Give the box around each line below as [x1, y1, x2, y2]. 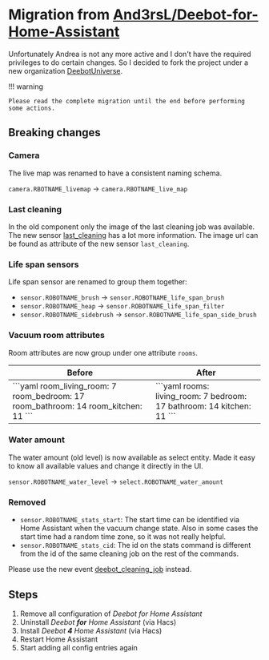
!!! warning [8, 82, 44, 91]
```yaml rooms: [155, 380, 210, 392]
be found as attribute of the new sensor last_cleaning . [8, 239, 190, 248]
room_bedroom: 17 [12, 390, 86, 401]
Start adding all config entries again [19, 642, 139, 652]
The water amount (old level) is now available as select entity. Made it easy [8, 453, 256, 462]
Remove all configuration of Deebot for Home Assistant [19, 609, 203, 618]
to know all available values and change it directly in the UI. [8, 461, 204, 470]
